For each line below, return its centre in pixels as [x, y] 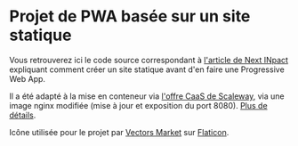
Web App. [28, 78]
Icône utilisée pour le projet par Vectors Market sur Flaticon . [119, 132]
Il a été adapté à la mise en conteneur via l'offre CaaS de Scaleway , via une [147, 96]
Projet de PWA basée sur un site [130, 16]
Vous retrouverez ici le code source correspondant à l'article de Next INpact [149, 60]
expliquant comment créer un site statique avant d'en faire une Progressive [147, 69]
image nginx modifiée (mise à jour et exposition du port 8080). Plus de [139, 105]
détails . [23, 115]
